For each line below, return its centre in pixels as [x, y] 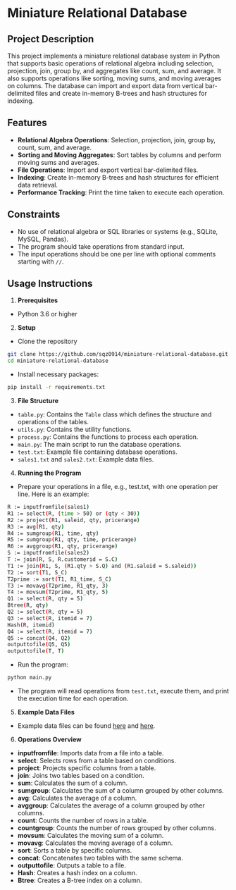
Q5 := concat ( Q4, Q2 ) [39, 638]
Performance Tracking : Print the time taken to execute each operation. [121, 192]
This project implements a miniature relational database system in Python [114, 56]
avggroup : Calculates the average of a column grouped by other [111, 805]
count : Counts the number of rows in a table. [83, 821]
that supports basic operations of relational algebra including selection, [111, 63]
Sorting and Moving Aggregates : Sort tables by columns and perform [119, 155]
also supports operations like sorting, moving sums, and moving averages [114, 78]
